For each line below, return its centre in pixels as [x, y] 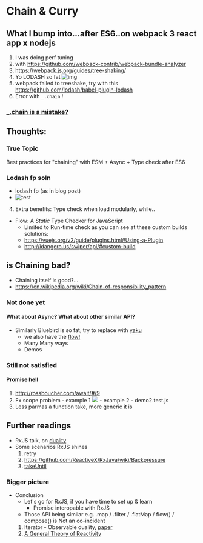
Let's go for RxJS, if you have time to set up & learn [88, 502]
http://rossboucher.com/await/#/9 [57, 393]
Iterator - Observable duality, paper [68, 527]
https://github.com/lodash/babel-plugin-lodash [74, 90]
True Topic [22, 148]
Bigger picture [28, 482]
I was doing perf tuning [44, 58]
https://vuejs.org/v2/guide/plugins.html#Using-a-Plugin [94, 240]
